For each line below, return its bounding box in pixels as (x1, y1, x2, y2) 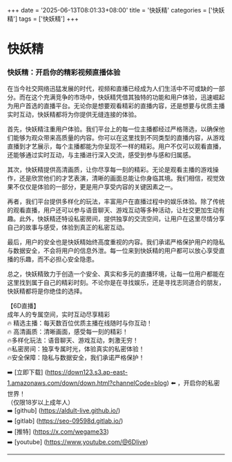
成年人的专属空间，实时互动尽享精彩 (7, 310, 110, 319)
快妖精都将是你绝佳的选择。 (7, 287, 86, 295)
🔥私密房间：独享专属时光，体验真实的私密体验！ (7, 345, 145, 353)
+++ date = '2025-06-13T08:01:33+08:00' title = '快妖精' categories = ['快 (7, 6, 219, 14)
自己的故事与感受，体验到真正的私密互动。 (7, 223, 128, 232)
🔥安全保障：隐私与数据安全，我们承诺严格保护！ (7, 354, 145, 362)
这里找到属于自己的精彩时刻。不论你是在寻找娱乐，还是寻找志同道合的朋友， (7, 279, 225, 287)
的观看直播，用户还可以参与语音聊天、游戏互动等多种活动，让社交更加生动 (7, 206, 219, 214)
